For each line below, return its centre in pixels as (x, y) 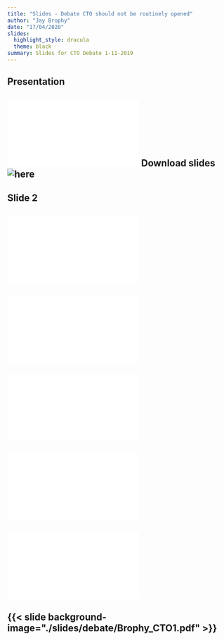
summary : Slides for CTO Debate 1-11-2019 (70, 54)
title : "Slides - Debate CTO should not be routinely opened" (100, 14)
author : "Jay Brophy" (39, 20)
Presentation (36, 82)
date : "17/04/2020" (36, 27)
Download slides (178, 163)
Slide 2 (23, 198)
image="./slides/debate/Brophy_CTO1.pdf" (104, 628)
